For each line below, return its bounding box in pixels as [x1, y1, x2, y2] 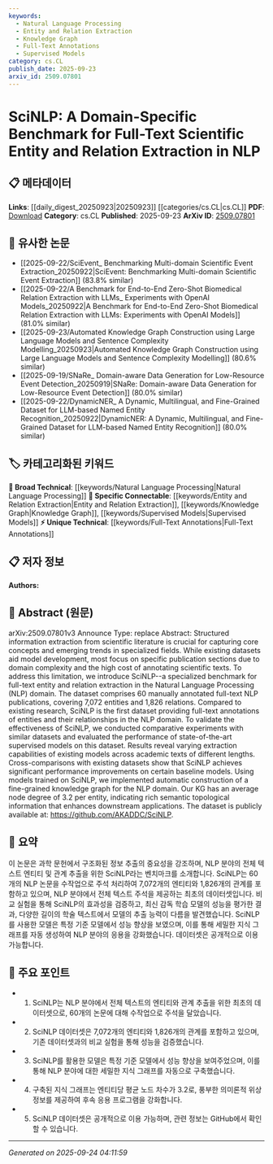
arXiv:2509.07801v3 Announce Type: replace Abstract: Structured [8, 628, 230, 638]
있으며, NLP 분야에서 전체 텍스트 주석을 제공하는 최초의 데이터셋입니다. [29, 888, 254, 899]
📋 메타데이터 [8, 177, 71, 190]
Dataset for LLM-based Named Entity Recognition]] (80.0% [48, 422, 248, 432]
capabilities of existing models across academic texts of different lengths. [8, 749, 256, 759]
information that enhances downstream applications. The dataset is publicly [8, 800, 262, 810]
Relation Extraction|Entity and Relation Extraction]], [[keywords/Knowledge [8, 499, 259, 509]
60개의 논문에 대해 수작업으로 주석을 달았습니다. [68, 1008, 222, 1018]
